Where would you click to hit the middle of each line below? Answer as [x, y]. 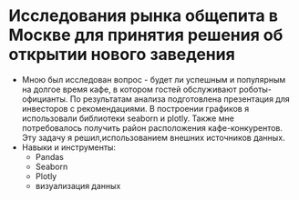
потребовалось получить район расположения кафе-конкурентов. [152, 127]
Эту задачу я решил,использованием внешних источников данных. [153, 137]
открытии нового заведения [122, 55]
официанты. [45, 99]
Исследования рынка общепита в [144, 16]
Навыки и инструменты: [68, 147]
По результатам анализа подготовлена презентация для [180, 99]
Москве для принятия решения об [146, 35]
